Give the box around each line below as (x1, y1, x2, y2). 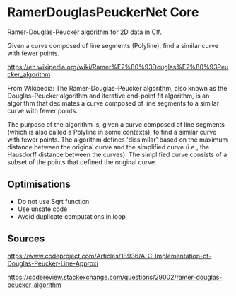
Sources (7, 233, 45, 245)
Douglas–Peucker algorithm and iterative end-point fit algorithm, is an (7, 91, 210, 100)
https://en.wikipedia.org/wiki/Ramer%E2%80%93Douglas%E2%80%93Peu (7, 62, 229, 71)
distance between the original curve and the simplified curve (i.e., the (7, 142, 210, 151)
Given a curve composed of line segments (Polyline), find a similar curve (7, 41, 219, 50)
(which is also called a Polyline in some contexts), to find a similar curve (7, 127, 217, 136)
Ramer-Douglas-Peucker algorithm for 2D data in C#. (7, 28, 163, 36)
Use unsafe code (17, 205, 68, 213)
